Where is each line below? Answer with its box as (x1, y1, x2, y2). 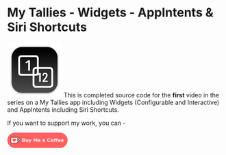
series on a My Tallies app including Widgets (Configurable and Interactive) (7, 98, 220, 106)
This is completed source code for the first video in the (63, 91, 220, 99)
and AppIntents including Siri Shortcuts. (7, 105, 120, 114)
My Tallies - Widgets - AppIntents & (7, 5, 214, 21)
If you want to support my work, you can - (7, 119, 126, 127)
